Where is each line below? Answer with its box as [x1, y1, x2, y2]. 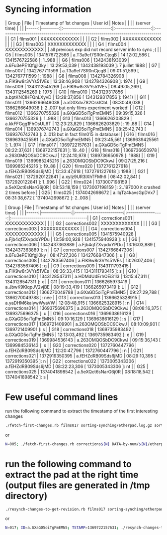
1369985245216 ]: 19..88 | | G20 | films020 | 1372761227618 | [5, 163, 131, 169]
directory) [5, 490, 48, 502]
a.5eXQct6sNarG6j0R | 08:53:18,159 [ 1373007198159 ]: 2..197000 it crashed [5, 184, 161, 190]
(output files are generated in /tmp [5, 480, 150, 491]
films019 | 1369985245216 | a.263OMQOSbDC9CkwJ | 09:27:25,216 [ [5, 158, 148, 164]
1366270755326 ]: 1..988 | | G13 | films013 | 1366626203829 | [5, 115, 132, 121]
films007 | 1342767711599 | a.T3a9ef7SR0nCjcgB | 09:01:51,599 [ [5, 67, 139, 73]
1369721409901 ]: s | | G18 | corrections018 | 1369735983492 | [5, 326, 134, 332]
